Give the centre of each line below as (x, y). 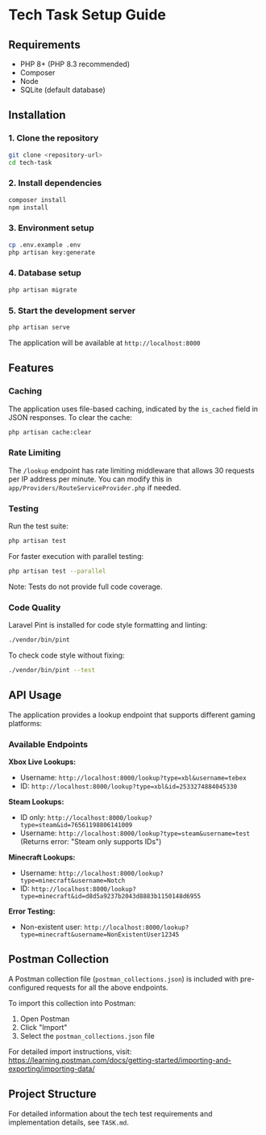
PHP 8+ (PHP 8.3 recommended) (75, 64)
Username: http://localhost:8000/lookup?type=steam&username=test (135, 833)
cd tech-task (30, 162)
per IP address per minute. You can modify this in (90, 479)
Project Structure (52, 1094)
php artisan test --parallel (57, 571)
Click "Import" (44, 1027)
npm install (28, 208)
